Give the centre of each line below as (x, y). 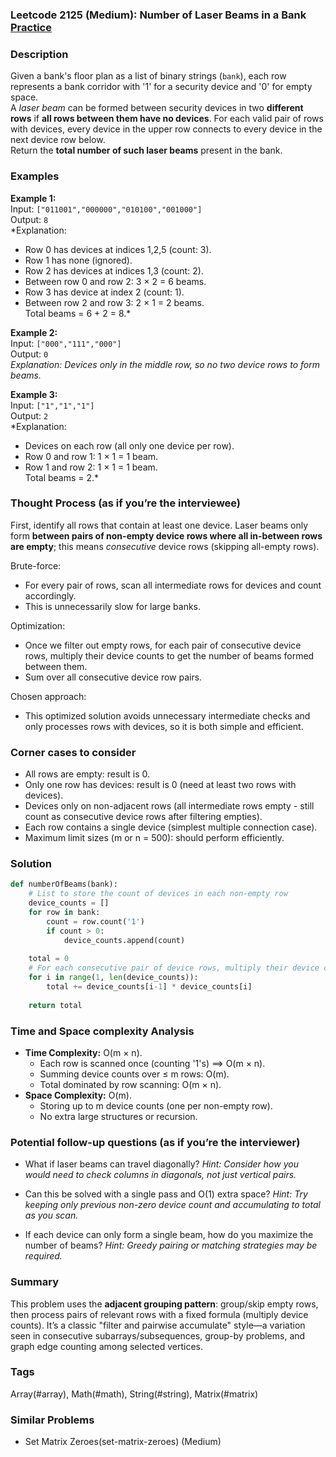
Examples (35, 176)
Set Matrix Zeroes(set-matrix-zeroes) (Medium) (123, 1442)
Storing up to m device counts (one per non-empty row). (156, 1105)
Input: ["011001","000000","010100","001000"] (106, 209)
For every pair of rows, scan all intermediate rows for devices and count (173, 585)
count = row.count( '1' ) (95, 921)
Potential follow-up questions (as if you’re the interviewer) (155, 1142)
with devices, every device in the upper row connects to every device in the (166, 129)
